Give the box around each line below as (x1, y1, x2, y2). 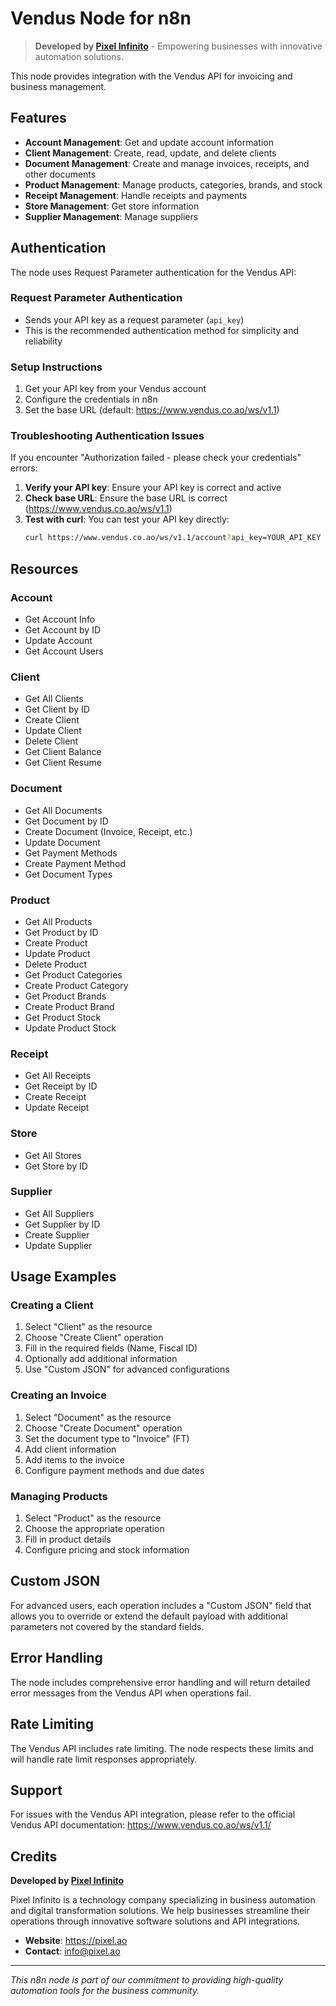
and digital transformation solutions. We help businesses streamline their (10, 1905, 310, 1917)
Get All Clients (24, 693, 84, 705)
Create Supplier (24, 1228, 90, 1241)
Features (10, 110, 67, 127)
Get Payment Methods (24, 847, 118, 859)
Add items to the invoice (24, 1453, 125, 1466)
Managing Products (10, 1489, 108, 1503)
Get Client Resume (24, 757, 102, 769)
